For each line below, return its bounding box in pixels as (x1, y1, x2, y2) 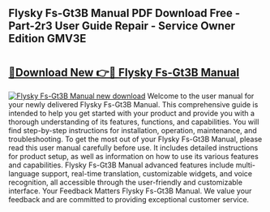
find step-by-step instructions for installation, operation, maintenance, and (8, 126, 257, 135)
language (8, 169, 40, 178)
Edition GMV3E (8, 32, 87, 45)
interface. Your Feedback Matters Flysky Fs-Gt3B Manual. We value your (8, 186, 252, 196)
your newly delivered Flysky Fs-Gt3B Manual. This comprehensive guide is (8, 100, 259, 109)
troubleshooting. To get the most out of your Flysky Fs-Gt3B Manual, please (8, 134, 263, 144)
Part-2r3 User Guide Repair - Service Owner (8, 19, 236, 33)
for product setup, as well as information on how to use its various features (8, 152, 259, 161)
